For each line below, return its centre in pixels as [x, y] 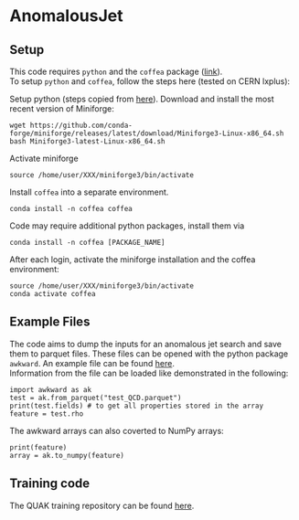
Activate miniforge [44, 158]
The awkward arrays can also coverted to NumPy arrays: [117, 430]
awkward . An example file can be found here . [92, 363]
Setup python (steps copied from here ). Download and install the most [142, 99]
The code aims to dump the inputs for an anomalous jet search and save [145, 344]
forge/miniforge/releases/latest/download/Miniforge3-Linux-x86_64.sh [147, 133]
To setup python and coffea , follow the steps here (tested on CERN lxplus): [150, 81]
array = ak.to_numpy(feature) [67, 455]
